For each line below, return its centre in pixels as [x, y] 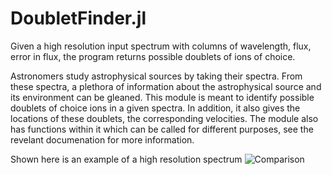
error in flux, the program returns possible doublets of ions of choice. [153, 56]
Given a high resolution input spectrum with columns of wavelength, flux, [161, 46]
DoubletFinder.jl [78, 18]
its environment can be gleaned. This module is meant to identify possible [162, 97]
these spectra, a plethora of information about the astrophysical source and [166, 86]
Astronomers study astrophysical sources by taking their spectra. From [156, 76]
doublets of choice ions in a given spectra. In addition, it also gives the [155, 108]
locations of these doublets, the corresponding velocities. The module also [164, 118]
